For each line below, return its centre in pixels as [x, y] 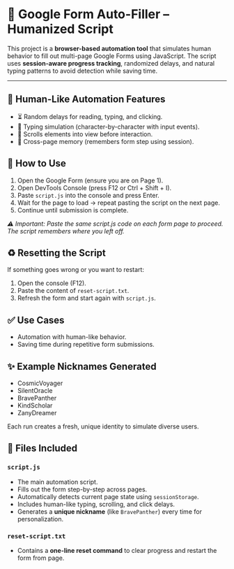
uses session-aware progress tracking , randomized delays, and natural [111, 63]
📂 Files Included [42, 448]
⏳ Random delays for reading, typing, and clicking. [90, 116]
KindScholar [35, 405]
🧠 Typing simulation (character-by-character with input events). [108, 127]
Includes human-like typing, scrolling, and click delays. [96, 504]
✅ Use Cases [36, 320]
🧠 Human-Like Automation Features [86, 100]
